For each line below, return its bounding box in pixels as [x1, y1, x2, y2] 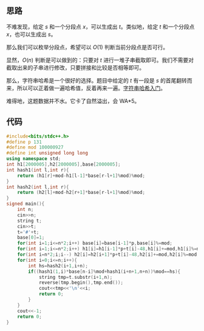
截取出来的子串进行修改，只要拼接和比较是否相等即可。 [6, 64, 144, 71]
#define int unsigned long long [6, 150, 88, 156]
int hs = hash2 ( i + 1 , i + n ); [28, 262, 88, 269]
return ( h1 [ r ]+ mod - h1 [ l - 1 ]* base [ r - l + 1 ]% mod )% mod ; [17, 172, 146, 179]
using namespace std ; [6, 156, 61, 162]
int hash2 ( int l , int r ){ [6, 184, 69, 190]
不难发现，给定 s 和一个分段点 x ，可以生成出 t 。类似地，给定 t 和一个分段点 [6, 23, 195, 30]
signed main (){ [6, 201, 45, 207]
